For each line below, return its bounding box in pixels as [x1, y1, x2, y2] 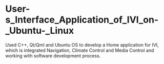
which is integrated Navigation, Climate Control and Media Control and [5, 47, 154, 53]
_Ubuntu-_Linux [5, 25, 74, 36]
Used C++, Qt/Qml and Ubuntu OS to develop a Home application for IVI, [5, 41, 159, 48]
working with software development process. [5, 52, 101, 59]
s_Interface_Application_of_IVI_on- [5, 14, 159, 26]
